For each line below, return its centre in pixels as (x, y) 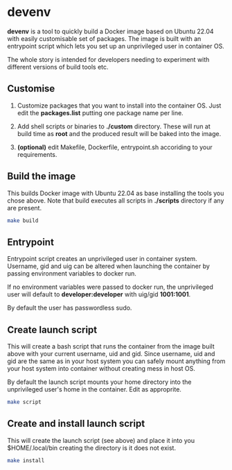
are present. (25, 208)
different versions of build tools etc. (58, 67)
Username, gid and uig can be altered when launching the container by (108, 266)
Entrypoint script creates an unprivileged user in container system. (102, 259)
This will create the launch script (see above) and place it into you (101, 440)
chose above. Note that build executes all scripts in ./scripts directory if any (116, 200)
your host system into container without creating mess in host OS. (101, 369)
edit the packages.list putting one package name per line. (100, 112)
